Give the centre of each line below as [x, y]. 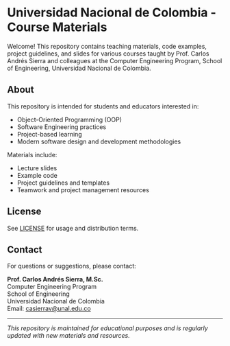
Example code [37, 175]
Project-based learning [49, 134]
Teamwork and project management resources [83, 189]
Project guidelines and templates [63, 183]
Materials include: [32, 154]
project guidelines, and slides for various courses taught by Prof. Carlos [108, 54]
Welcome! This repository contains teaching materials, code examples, [107, 46]
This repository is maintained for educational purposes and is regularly [108, 328]
